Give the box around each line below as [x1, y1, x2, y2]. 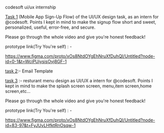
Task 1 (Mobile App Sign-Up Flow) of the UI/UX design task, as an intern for [5, 14, 159, 19]
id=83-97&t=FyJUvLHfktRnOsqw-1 [5, 123, 76, 128]
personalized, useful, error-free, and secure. [5, 24, 96, 30]
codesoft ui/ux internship [5, 4, 56, 10]
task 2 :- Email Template [5, 68, 53, 74]
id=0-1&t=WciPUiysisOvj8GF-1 [5, 59, 67, 64]
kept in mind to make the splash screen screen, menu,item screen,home [5, 83, 152, 89]
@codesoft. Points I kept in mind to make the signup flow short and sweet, [5, 19, 157, 25]
